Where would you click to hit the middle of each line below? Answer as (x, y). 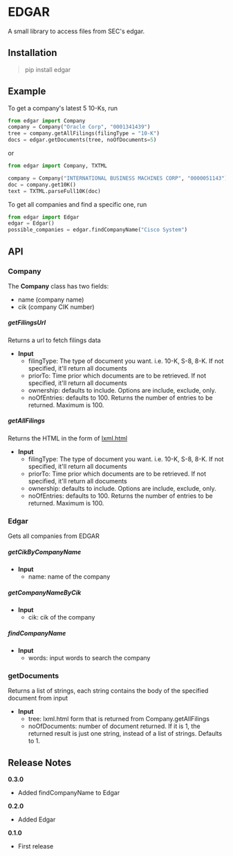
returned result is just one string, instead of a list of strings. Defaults (125, 734)
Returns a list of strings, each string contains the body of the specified (108, 691)
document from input (38, 698)
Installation (32, 53)
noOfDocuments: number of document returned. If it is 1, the (114, 726)
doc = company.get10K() (42, 185)
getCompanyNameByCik (45, 593)
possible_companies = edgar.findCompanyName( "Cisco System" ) (98, 230)
